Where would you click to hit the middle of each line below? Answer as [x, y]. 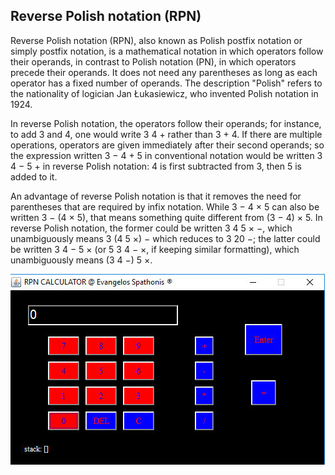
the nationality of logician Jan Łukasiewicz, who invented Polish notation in [164, 93]
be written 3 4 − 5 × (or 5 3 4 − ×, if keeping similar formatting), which [155, 249]
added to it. [34, 176]
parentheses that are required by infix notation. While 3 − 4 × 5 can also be [165, 206]
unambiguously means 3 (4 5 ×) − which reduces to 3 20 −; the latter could [165, 238]
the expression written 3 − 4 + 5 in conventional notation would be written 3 [166, 155]
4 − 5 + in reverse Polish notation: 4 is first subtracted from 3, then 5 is [156, 166]
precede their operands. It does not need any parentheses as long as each [164, 72]
